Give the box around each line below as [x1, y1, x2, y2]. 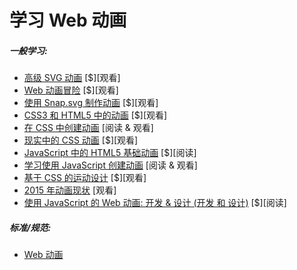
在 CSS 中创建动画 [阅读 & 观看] [23, 122, 154, 134]
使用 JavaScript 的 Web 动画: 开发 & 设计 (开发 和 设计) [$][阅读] [23, 197, 287, 209]
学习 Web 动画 [9, 9, 127, 32]
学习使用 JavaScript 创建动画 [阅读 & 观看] [23, 159, 198, 171]
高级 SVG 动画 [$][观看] [23, 72, 121, 84]
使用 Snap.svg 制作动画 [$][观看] [23, 97, 159, 109]
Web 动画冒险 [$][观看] [23, 84, 119, 96]
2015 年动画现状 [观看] [23, 184, 117, 196]
